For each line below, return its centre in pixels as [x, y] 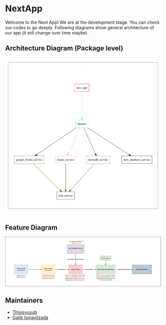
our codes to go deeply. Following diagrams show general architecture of [80, 27]
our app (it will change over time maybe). [47, 33]
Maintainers [24, 300]
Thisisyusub [25, 312]
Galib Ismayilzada [30, 318]
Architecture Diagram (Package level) [64, 48]
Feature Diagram [31, 227]
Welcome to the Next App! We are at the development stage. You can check [83, 22]
